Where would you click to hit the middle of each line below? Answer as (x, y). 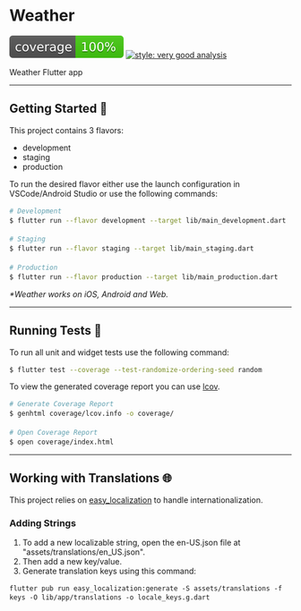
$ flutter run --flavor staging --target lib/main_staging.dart (132, 249)
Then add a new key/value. (72, 561)
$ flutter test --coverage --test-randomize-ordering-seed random (136, 369)
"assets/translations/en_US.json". (84, 552)
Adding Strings (43, 522)
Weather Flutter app (46, 72)
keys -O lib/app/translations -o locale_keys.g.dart (110, 597)
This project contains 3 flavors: (66, 130)
